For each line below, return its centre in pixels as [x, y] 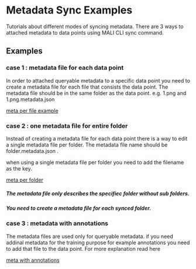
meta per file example [32, 110]
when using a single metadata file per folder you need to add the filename [95, 162]
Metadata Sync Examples [69, 10]
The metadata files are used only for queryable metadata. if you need [90, 236]
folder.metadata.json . [32, 151]
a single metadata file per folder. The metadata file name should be [87, 145]
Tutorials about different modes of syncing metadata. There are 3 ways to [95, 26]
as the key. [19, 168]
